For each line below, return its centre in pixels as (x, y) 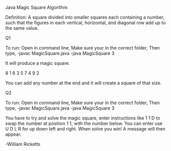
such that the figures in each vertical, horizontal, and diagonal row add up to (86, 23)
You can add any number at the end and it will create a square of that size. (83, 83)
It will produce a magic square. (38, 63)
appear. (13, 134)
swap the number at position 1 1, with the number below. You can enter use (84, 123)
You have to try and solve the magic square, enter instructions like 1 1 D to (83, 118)
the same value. (22, 28)
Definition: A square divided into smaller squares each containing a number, (85, 17)
